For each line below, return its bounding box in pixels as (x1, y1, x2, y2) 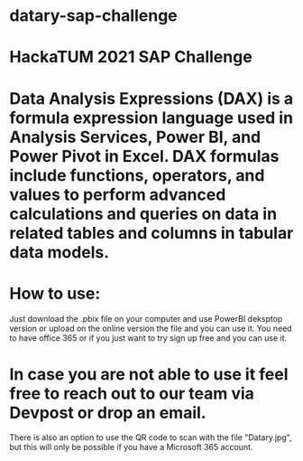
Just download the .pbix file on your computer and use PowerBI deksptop (9, 313, 283, 324)
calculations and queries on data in (9, 203, 278, 224)
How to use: (9, 283, 101, 304)
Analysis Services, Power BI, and (9, 127, 262, 147)
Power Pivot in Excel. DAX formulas (9, 146, 280, 166)
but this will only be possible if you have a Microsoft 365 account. (9, 442, 253, 453)
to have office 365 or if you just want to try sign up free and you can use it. (9, 332, 287, 343)
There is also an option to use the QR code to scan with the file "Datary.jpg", (9, 432, 292, 443)
